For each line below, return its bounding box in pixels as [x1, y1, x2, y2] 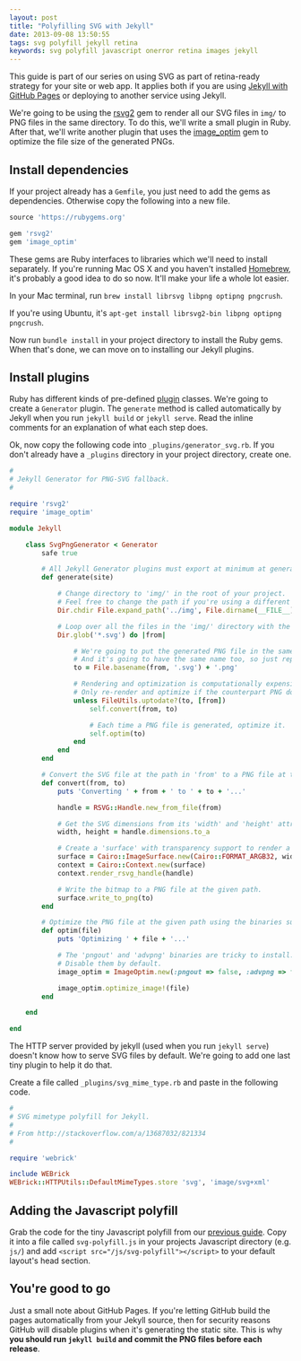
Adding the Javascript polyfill [9, 1203, 178, 1218]
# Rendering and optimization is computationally [73, 679, 262, 689]
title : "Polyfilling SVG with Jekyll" [9, 22, 154, 31]
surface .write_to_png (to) [56, 894, 154, 903]
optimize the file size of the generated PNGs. [9, 136, 175, 147]
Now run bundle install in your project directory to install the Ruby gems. [9, 334, 284, 345]
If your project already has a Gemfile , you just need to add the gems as [9, 186, 271, 196]
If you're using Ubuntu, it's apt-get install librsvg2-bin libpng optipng [9, 307, 282, 318]
